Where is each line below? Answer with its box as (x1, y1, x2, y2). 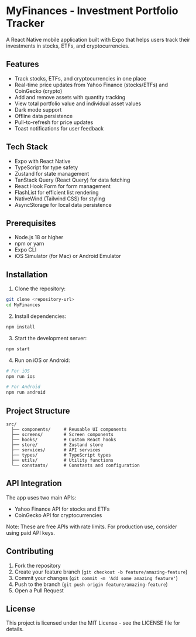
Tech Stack (6, 142, 48, 152)
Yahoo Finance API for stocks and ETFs (14, 505, 110, 512)
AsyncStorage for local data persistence (14, 201, 112, 208)
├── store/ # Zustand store (11, 442, 104, 448)
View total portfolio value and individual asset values (14, 100, 142, 107)
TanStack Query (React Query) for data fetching (14, 176, 130, 183)
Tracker (6, 16, 45, 30)
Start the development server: (14, 334, 87, 341)
